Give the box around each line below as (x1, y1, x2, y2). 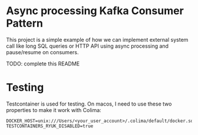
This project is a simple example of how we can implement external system (6, 36, 189, 43)
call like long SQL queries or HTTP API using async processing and (6, 42, 169, 50)
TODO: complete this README (6, 60, 80, 67)
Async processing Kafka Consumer (6, 4, 184, 18)
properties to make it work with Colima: (6, 106, 101, 113)
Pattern (6, 17, 43, 30)
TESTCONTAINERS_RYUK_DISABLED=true (6, 123, 94, 129)
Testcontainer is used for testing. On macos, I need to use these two (6, 100, 172, 107)
